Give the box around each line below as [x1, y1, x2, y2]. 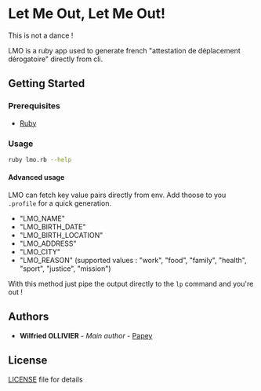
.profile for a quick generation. [8, 199, 112, 208]
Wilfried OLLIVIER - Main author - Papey [19, 331, 153, 340]
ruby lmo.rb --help [8, 155, 72, 163]
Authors [8, 310, 49, 323]
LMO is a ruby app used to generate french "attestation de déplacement [8, 46, 241, 55]
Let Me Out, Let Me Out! [8, 5, 166, 23]
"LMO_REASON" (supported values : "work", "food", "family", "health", [19, 256, 247, 265]
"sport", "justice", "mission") [19, 264, 111, 273]
